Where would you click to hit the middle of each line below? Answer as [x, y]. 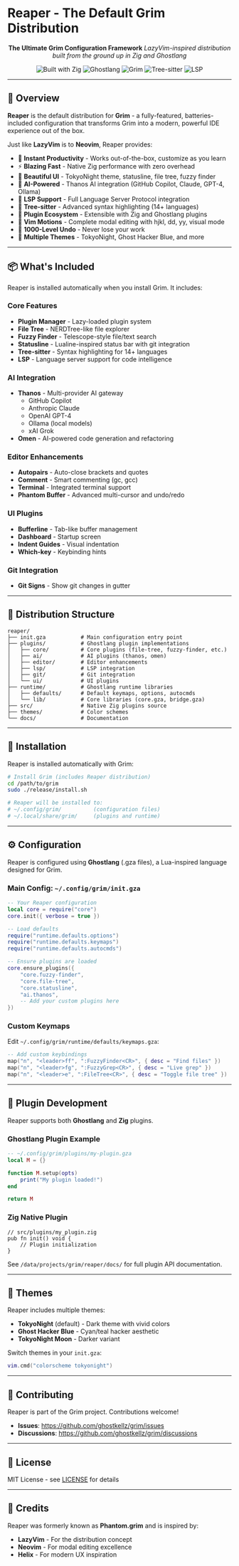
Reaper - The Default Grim [86, 13]
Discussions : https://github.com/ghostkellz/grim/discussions [107, 1433]
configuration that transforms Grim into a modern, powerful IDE [127, 123]
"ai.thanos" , [39, 995]
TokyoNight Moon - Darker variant [69, 1339]
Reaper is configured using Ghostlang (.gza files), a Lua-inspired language [117, 862]
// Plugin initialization [59, 1244]
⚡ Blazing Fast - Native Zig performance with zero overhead [106, 166]
